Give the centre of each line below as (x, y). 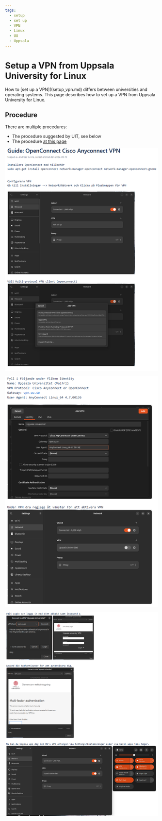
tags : (10, 10)
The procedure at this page (39, 141)
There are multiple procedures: (36, 127)
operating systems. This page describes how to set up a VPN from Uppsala (80, 94)
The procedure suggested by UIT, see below (57, 136)
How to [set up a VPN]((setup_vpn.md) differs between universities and (76, 89)
